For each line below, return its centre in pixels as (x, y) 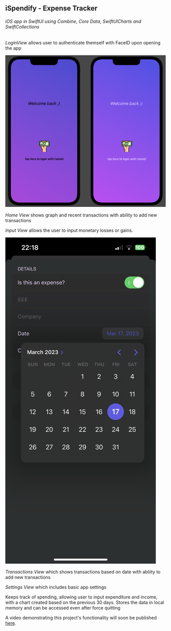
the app (13, 48)
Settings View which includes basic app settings (56, 587)
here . (11, 623)
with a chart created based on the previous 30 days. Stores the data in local (85, 602)
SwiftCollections (22, 27)
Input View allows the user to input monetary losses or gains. (69, 230)
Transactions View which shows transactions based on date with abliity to (83, 572)
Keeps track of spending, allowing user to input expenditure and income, (81, 597)
